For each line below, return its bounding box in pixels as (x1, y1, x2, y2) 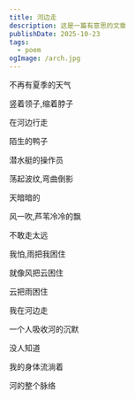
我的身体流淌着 (9, 362, 64, 372)
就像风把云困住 (9, 267, 64, 278)
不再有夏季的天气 (9, 80, 71, 89)
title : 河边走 (9, 12, 57, 22)
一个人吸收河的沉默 (9, 324, 79, 334)
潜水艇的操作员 (9, 155, 64, 165)
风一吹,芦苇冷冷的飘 (9, 211, 82, 221)
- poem (17, 46, 41, 55)
